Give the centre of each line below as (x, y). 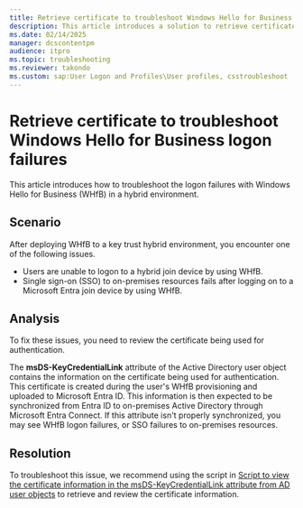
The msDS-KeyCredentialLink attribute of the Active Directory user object (148, 367)
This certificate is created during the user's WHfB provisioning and (133, 387)
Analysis (35, 318)
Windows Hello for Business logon (141, 140)
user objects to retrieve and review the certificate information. (124, 494)
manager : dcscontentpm (52, 43)
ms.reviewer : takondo (50, 69)
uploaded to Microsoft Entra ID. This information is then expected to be (141, 396)
